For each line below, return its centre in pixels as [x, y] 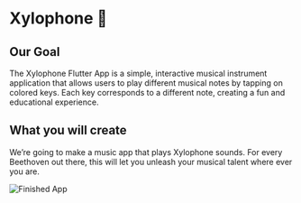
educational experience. [54, 102]
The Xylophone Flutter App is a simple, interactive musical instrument [138, 73]
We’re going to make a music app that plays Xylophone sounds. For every [146, 152]
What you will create [68, 130]
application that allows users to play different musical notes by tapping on [146, 83]
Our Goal [35, 52]
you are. [25, 171]
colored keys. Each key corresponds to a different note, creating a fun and [147, 92]
